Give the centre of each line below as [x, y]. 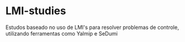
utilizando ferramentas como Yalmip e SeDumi [62, 33]
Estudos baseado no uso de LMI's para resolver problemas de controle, [92, 27]
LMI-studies [36, 11]
